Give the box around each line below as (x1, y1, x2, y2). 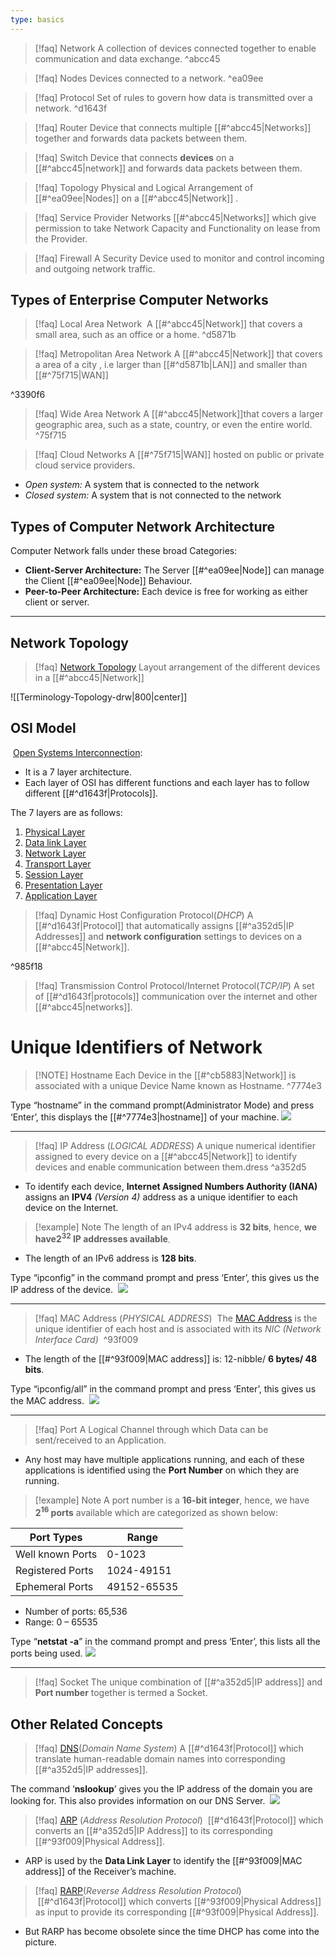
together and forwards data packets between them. (34, 132, 248, 144)
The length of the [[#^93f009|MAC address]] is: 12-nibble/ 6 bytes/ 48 (24, 1353, 318, 1365)
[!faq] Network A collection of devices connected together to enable (34, 42, 317, 54)
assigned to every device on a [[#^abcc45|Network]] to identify (34, 1150, 298, 1162)
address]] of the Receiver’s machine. (24, 1865, 177, 1877)
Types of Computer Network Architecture (10, 518, 276, 535)
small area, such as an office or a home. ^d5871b (34, 329, 237, 341)
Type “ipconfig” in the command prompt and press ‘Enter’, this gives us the (10, 1272, 320, 1284)
